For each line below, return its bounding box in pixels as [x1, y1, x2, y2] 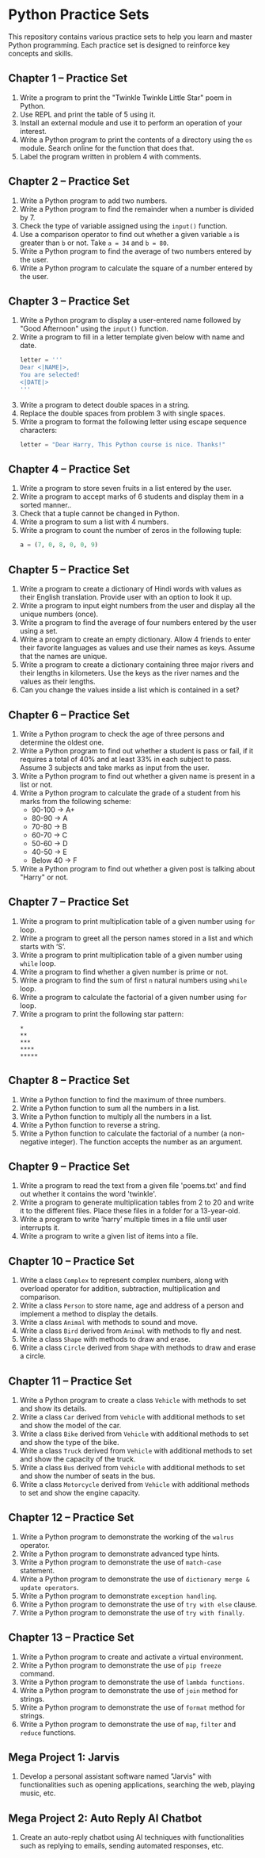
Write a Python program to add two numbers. [19, 196, 168, 205]
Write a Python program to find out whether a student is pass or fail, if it [19, 745, 254, 755]
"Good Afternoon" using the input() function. [19, 324, 168, 334]
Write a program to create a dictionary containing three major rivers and [19, 660, 255, 669]
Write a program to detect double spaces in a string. [19, 400, 190, 409]
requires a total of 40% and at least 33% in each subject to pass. [19, 754, 232, 764]
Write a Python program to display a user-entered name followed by [19, 316, 241, 325]
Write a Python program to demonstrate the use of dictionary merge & [19, 1574, 250, 1584]
